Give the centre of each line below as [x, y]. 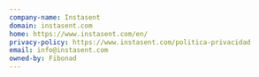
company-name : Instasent [55, 17]
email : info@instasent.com [59, 50]
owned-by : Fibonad [43, 58]
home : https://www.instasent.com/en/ [79, 34]
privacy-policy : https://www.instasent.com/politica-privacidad [130, 42]
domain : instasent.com [51, 26]
